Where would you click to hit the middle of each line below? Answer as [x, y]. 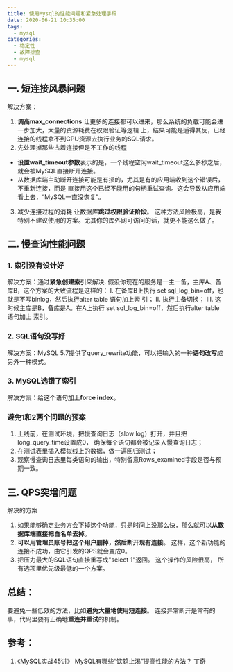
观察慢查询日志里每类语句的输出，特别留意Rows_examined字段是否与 [116, 460]
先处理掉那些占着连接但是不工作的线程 [72, 147]
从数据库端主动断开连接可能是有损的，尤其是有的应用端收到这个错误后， [120, 179]
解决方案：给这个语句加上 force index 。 [63, 397]
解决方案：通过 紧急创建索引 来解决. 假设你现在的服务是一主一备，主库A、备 [114, 282]
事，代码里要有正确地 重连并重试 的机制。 [65, 619]
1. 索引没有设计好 [36, 266]
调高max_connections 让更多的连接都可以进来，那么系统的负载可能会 [117, 121]
